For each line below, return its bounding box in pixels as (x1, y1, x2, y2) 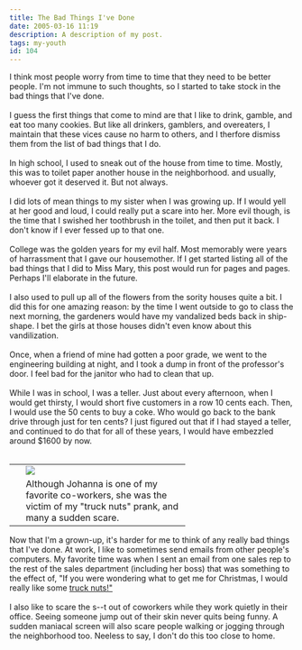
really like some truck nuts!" (9, 582, 113, 593)
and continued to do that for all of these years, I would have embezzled (9, 426, 274, 437)
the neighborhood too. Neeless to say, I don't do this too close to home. (9, 630, 276, 641)
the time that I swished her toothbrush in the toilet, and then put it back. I (9, 215, 279, 226)
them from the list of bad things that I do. (9, 139, 161, 150)
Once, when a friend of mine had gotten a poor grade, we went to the (9, 349, 268, 361)
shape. (9, 321, 35, 332)
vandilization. (9, 330, 59, 341)
